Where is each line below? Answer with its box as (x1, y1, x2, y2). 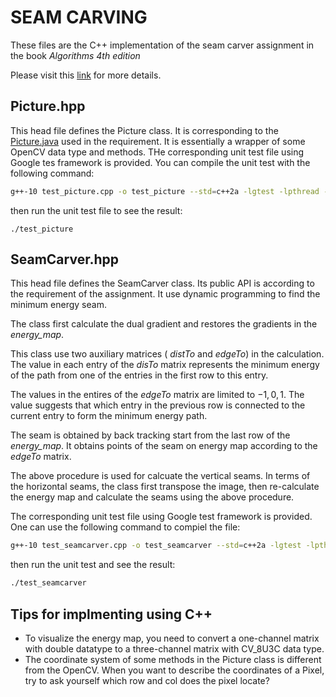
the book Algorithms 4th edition (10, 49, 141, 61)
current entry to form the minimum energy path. (10, 410, 208, 422)
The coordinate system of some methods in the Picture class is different (24, 654, 322, 665)
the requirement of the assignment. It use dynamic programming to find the (10, 288, 321, 300)
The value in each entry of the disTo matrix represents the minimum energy (10, 359, 320, 371)
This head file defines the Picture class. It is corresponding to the (10, 124, 279, 136)
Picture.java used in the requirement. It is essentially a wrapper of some (10, 135, 306, 147)
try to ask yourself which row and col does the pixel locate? (24, 675, 270, 686)
